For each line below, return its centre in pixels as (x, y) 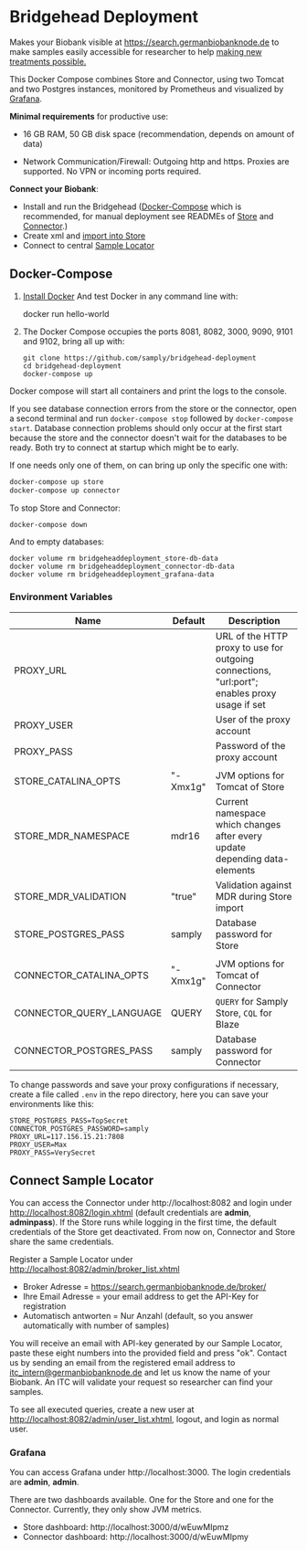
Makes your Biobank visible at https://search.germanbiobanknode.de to (144, 42)
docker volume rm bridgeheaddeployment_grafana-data (112, 574)
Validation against (254, 885)
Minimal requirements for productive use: (89, 116)
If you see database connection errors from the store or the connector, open (153, 408)
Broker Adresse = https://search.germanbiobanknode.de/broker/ (144, 1286)
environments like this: (52, 1103)
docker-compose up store (57, 481)
